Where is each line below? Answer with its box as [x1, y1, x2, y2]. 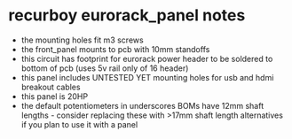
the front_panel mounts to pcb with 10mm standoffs [20, 43, 210, 54]
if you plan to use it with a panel [20, 119, 138, 129]
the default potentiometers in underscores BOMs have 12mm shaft [20, 100, 264, 111]
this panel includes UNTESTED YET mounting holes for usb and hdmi [20, 72, 274, 82]
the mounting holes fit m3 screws [20, 35, 144, 45]
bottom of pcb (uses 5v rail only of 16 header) [20, 63, 189, 73]
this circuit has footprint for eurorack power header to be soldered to [20, 53, 273, 64]
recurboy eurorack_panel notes [8, 5, 246, 26]
